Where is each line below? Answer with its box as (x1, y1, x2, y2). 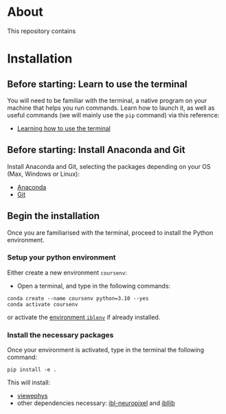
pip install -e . (7, 367, 57, 373)
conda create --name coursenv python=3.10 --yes (7, 295, 149, 302)
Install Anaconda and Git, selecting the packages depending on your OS (7, 162, 211, 170)
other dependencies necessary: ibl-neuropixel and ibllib (16, 399, 175, 407)
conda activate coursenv (7, 301, 78, 308)
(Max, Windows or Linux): (7, 170, 80, 178)
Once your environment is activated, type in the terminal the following (7, 346, 205, 354)
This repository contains (7, 27, 76, 35)
